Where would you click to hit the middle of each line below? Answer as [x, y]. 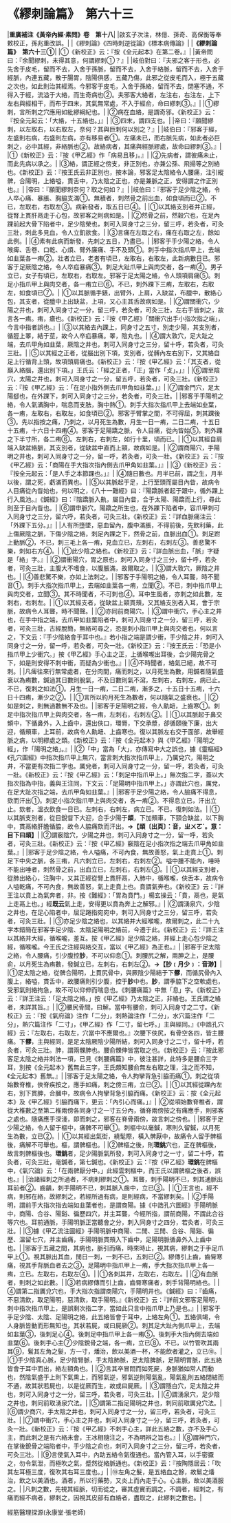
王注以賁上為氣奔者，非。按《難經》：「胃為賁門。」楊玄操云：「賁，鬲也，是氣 [115, 895]
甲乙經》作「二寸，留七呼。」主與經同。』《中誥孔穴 [153, 1024]
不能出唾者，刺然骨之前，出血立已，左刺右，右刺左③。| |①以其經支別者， [115, 869]
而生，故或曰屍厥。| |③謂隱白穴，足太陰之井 [155, 1385]
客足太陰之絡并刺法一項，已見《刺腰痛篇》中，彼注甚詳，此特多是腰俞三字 [112, 1058]
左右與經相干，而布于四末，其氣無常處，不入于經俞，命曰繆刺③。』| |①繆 [113, 103]
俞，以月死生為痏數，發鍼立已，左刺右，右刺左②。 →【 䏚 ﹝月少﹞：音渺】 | [114, 964]
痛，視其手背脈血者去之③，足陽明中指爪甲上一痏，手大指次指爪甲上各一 [111, 1265]
